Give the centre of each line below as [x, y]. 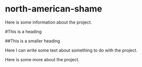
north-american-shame [54, 9]
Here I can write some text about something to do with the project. [71, 50]
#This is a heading [24, 31]
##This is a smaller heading [33, 41]
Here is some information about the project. [48, 22]
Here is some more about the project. [42, 59]
